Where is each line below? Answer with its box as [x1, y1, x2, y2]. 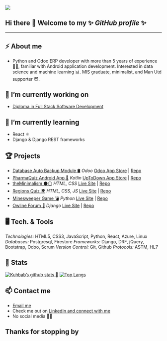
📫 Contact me [5, 287, 51, 295]
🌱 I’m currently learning [5, 118, 80, 127]
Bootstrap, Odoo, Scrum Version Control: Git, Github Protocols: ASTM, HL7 [5, 244, 158, 250]
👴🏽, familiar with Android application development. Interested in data [12, 63, 153, 69]
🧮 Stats [5, 258, 28, 267]
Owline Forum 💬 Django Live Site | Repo [12, 202, 94, 209]
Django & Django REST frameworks [12, 137, 85, 143]
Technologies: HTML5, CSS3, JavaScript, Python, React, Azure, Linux [5, 233, 148, 239]
